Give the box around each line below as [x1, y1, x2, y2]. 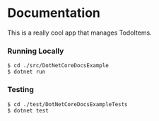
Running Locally [7, 46, 64, 56]
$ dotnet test [7, 107, 49, 114]
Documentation [7, 5, 101, 21]
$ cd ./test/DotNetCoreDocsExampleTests [7, 100, 129, 108]
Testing [7, 85, 34, 95]
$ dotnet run [7, 69, 46, 76]
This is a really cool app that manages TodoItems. [7, 28, 152, 37]
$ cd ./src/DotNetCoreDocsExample [7, 62, 110, 69]
